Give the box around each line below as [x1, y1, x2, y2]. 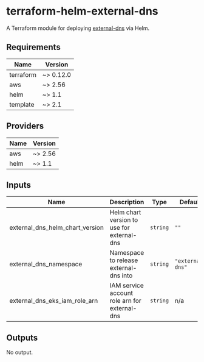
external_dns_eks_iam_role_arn [9, 297, 98, 305]
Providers [6, 121, 44, 132]
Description [109, 198, 144, 207]
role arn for [109, 297, 141, 305]
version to [109, 216, 138, 224]
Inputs [6, 180, 32, 190]
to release [109, 256, 138, 264]
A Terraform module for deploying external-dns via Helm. [6, 24, 150, 32]
